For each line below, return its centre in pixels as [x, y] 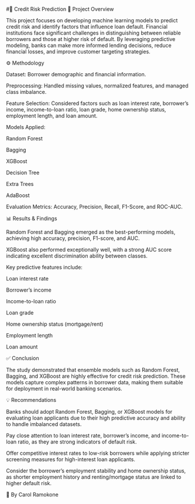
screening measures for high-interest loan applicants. [71, 459]
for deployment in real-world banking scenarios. [64, 388]
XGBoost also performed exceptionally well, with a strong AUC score [89, 250]
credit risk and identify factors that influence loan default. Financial [87, 27]
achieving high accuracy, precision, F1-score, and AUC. [73, 238]
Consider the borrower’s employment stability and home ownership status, [96, 471]
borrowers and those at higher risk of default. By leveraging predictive [91, 39]
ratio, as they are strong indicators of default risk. [77, 442]
